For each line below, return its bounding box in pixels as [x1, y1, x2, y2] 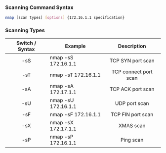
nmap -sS [49, 54, 74, 61]
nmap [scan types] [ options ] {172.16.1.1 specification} [5, 15, 125, 20]
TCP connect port [111, 68, 153, 75]
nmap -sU [49, 97, 74, 104]
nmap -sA [49, 83, 74, 90]
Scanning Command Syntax [5, 4, 74, 11]
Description [118, 43, 146, 50]
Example [65, 43, 86, 50]
